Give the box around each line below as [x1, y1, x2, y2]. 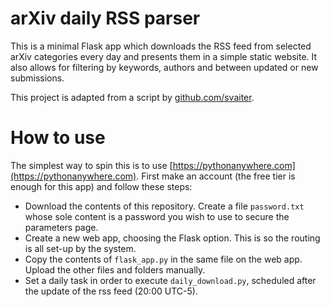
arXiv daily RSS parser [10, 7, 201, 30]
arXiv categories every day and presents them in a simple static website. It [10, 50, 318, 62]
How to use [10, 127, 106, 149]
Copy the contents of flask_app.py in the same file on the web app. [24, 253, 303, 265]
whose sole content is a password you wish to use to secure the [24, 210, 290, 222]
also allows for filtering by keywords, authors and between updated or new [10, 61, 319, 73]
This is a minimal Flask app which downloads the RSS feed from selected [10, 40, 312, 52]
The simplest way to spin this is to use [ [10, 159, 173, 171]
